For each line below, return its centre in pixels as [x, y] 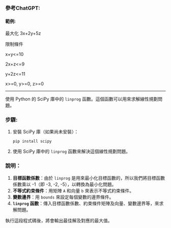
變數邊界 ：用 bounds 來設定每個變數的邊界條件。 [63, 197]
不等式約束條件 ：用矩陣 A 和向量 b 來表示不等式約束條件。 [73, 190]
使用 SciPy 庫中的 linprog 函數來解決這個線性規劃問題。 [72, 151]
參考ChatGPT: [23, 8]
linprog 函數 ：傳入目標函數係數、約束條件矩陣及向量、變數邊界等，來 [86, 203]
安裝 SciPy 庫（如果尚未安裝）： [46, 132]
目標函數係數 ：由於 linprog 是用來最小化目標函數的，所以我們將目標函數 [89, 178]
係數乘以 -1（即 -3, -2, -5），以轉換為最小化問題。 [64, 184]
